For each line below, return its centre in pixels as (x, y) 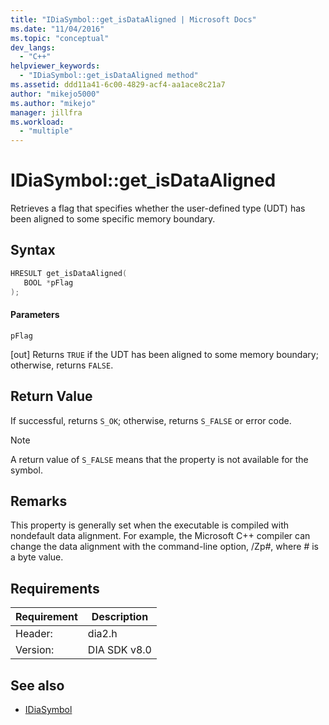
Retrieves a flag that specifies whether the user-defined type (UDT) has (158, 208)
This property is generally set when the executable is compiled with (150, 525)
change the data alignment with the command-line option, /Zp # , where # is (164, 547)
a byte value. (37, 557)
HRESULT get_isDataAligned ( (69, 273)
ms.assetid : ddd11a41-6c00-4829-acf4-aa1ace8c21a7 (118, 85)
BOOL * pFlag (48, 282)
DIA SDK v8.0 (119, 650)
